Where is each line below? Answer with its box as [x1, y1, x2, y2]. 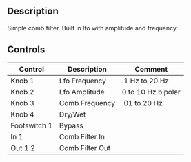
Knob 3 [10, 98, 34, 108]
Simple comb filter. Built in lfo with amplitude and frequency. [7, 23, 179, 32]
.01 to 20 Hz [121, 98, 163, 108]
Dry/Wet [59, 110, 86, 119]
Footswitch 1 [10, 121, 53, 130]
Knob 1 [10, 76, 34, 85]
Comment [134, 64, 168, 74]
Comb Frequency [59, 98, 116, 108]
